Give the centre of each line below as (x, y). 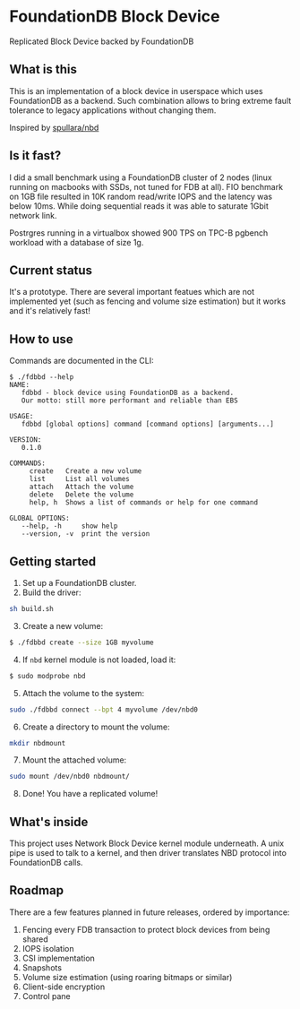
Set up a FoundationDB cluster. (79, 583)
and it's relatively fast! (50, 311)
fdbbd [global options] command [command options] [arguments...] (148, 424)
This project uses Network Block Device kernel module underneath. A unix (147, 843)
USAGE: (21, 417)
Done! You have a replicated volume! (90, 794)
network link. (33, 215)
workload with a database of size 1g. (77, 242)
